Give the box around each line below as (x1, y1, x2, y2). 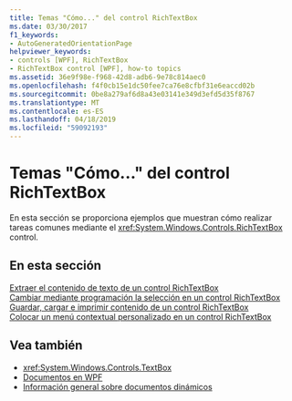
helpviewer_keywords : (9, 47, 92, 57)
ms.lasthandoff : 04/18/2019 (9, 115, 117, 124)
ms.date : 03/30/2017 (9, 22, 89, 31)
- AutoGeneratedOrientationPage (9, 38, 132, 48)
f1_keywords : (9, 30, 59, 39)
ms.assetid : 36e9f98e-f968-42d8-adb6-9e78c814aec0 (9, 73, 206, 82)
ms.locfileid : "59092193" (9, 124, 108, 133)
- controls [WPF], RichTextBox (9, 56, 129, 65)
